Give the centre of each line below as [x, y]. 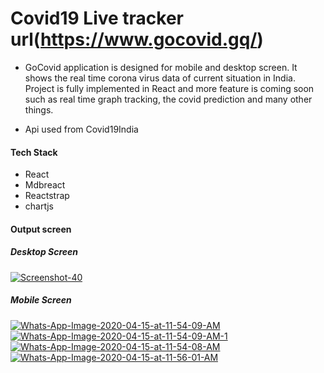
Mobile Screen [41, 300]
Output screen [41, 229]
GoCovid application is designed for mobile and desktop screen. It [161, 67]
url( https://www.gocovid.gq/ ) [137, 39]
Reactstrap [47, 196]
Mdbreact [45, 185]
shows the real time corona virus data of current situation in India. [160, 78]
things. [39, 109]
